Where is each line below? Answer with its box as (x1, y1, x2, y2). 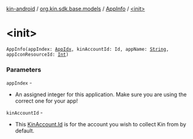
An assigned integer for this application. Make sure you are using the (15, 91, 187, 99)
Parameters (6, 65, 41, 74)
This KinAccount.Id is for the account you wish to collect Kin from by (15, 121, 186, 128)
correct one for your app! (15, 97, 79, 105)
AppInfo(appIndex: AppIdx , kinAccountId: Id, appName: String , (6, 46, 169, 52)
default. (15, 127, 34, 135)
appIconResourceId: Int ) (6, 51, 69, 57)
